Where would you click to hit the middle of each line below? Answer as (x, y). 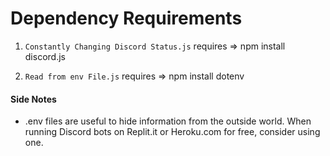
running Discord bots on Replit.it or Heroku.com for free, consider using (172, 132)
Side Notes (33, 99)
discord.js (45, 56)
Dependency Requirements (126, 18)
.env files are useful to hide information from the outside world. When (168, 121)
